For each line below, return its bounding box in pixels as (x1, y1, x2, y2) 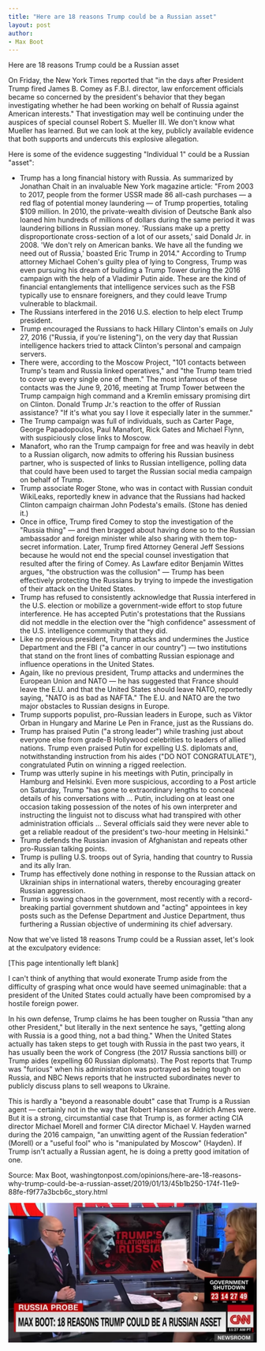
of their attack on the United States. (19, 584, 136, 593)
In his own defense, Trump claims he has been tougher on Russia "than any (8, 1014, 254, 1024)
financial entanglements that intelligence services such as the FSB (19, 283, 236, 292)
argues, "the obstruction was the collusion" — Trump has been (19, 567, 225, 577)
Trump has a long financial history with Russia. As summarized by (19, 174, 234, 183)
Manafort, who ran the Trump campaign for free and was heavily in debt (19, 442, 254, 451)
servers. (19, 350, 47, 359)
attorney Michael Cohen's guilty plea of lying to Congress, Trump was (19, 257, 248, 267)
